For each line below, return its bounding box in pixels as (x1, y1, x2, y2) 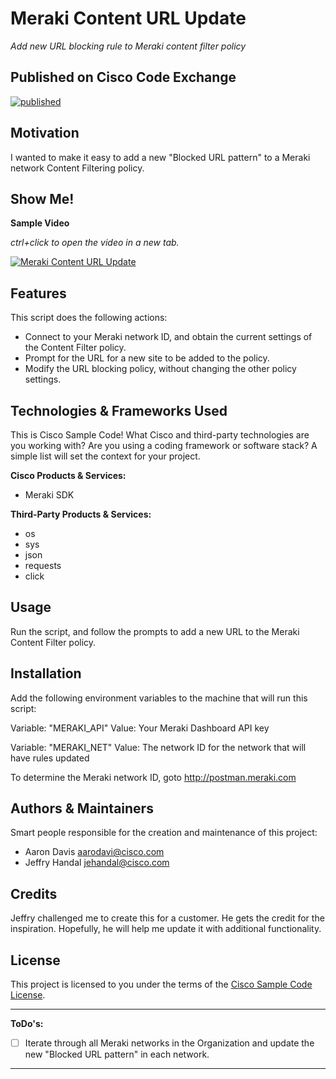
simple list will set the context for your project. (10, 450, 201, 462)
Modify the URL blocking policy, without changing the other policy (24, 363, 297, 375)
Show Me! (10, 190, 75, 207)
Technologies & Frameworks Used (10, 402, 228, 419)
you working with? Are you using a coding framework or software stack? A (10, 440, 318, 451)
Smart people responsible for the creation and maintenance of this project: (10, 827, 318, 839)
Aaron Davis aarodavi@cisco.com (24, 846, 165, 858)
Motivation (10, 125, 80, 142)
